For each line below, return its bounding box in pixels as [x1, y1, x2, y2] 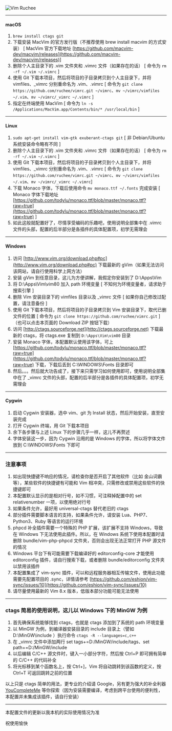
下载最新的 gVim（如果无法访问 [98, 261, 164, 268]
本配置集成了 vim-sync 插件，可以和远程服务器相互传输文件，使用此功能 [12, 570, 165, 576]
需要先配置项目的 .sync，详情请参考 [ [12, 576, 92, 583]
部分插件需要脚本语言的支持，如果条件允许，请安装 [12, 512, 121, 518]
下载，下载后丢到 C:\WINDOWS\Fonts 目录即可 [35, 361, 134, 367]
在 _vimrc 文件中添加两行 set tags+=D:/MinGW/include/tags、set [12, 639, 150, 645]
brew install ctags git [12, 34, 64, 39]
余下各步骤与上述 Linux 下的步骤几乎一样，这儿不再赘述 [12, 429, 131, 435]
